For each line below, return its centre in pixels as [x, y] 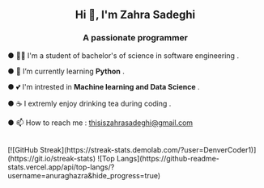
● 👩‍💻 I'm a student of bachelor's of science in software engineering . [123, 55]
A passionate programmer [135, 38]
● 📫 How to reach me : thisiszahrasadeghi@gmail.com [100, 123]
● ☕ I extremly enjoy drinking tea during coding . [89, 103]
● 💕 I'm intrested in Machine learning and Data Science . [104, 86]
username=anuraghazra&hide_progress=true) [84, 175]
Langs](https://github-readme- [168, 158]
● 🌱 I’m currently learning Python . [66, 71]
